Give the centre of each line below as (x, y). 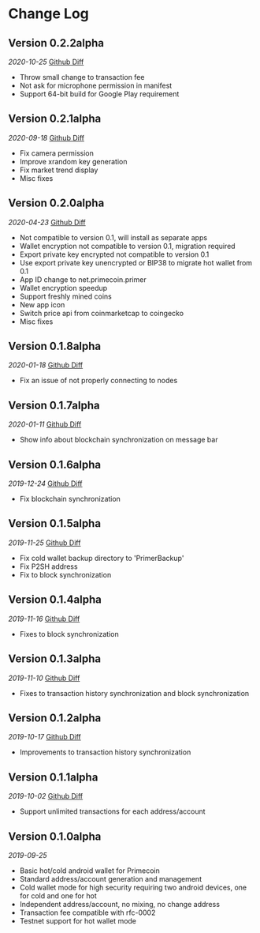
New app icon (42, 304)
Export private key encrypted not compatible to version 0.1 (114, 254)
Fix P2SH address (48, 566)
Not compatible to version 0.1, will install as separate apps (113, 237)
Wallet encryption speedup (63, 288)
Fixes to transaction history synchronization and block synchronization (134, 693)
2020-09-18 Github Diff (46, 137)
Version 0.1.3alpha (55, 659)
